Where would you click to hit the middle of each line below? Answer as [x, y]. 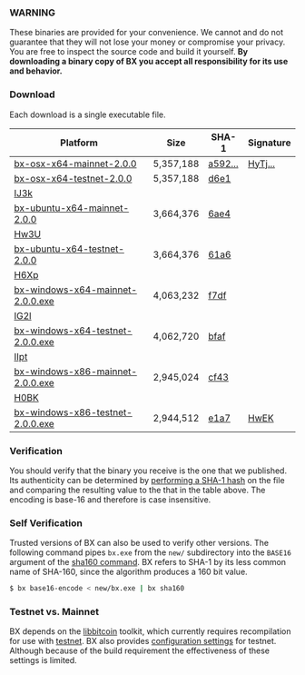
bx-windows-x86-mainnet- [76, 372]
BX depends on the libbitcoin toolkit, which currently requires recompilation [150, 631]
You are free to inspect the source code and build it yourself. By [129, 52]
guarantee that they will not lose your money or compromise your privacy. [148, 42]
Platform [79, 143]
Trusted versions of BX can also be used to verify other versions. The [139, 543]
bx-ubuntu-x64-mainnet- [72, 208]
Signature [270, 143]
